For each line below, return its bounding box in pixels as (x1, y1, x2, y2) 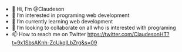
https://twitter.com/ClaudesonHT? (87, 31, 170, 37)
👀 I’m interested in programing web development (11, 12, 130, 19)
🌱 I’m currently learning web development (11, 18, 113, 25)
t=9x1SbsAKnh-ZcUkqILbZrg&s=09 (11, 39, 97, 46)
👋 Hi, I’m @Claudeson (11, 6, 65, 12)
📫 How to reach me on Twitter (11, 31, 86, 37)
